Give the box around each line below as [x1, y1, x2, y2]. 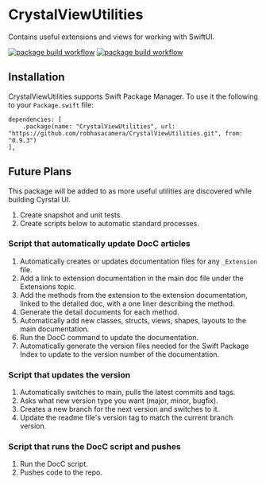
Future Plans [8, 165, 72, 178]
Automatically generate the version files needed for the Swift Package [19, 341, 249, 350]
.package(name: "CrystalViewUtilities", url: [22, 122, 176, 131]
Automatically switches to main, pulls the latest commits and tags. [19, 388, 236, 397]
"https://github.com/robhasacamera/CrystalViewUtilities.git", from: [8, 129, 244, 137]
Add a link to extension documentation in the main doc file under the [19, 273, 244, 283]
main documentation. [19, 324, 90, 334]
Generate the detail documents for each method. [19, 307, 180, 316]
